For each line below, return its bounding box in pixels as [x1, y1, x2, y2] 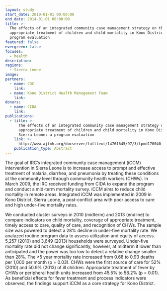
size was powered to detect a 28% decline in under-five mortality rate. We [5, 227, 158, 233]
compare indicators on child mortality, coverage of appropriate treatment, [5, 217, 156, 223]
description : [5, 58, 32, 63]
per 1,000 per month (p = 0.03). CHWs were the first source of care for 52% [5, 259, 161, 265]
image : [5, 72, 19, 77]
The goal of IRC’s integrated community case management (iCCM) [5, 160, 142, 166]
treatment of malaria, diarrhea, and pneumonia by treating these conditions [5, 170, 159, 176]
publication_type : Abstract [14, 146, 72, 151]
